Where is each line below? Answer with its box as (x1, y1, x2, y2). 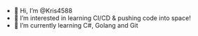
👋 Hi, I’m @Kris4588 (13, 7, 72, 15)
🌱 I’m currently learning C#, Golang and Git (13, 21, 138, 29)
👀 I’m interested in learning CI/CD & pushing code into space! (13, 14, 191, 22)
